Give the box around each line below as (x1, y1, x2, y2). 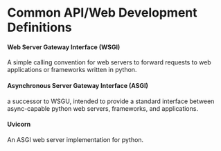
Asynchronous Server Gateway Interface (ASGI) (7, 81, 149, 89)
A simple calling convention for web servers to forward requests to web (7, 58, 211, 66)
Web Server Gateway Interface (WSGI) (7, 43, 121, 51)
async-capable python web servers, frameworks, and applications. (7, 104, 199, 112)
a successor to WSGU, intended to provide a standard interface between (7, 97, 215, 105)
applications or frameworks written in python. (7, 66, 137, 74)
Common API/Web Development (7, 5, 197, 21)
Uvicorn (7, 120, 31, 129)
